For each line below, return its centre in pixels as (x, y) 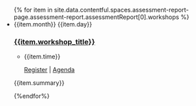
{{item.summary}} (39, 83)
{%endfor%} (32, 96)
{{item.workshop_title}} (54, 41)
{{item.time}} (42, 56)
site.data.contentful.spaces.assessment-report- (121, 10)
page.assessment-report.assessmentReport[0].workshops (96, 17)
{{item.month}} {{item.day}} (53, 24)
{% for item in (33, 10)
